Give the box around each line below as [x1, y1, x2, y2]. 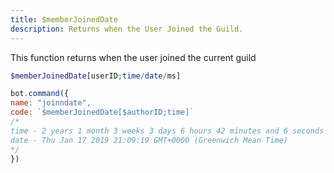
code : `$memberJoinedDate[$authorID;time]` [10, 107, 195, 118]
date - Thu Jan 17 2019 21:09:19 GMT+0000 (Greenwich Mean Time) [10, 135, 288, 145]
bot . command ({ [10, 89, 70, 99]
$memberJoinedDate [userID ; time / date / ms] [10, 71, 182, 81]
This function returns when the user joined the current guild [10, 51, 257, 63]
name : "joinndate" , [10, 98, 92, 108]
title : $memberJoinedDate [10, 14, 118, 25]
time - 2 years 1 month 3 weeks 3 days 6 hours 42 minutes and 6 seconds [10, 126, 325, 136]
